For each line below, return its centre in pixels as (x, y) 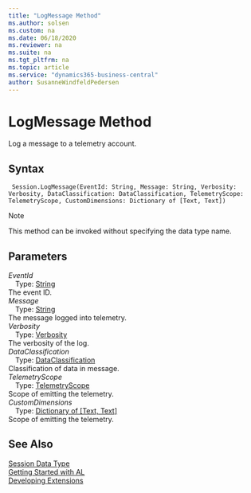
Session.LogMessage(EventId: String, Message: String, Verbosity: (124, 187)
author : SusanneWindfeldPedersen (64, 82)
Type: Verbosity (41, 335)
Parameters (38, 256)
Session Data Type (39, 464)
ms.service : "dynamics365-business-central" (83, 75)
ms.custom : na (32, 30)
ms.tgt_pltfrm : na (39, 61)
